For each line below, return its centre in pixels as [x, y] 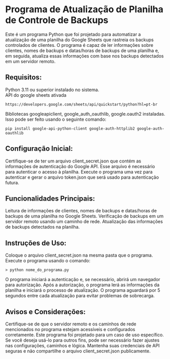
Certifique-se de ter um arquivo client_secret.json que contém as [73, 161]
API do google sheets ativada [36, 95]
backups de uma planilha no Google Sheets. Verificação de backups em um [84, 216]
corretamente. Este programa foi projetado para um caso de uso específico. [84, 335]
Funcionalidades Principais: [50, 198]
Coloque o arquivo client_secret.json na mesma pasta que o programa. [79, 255]
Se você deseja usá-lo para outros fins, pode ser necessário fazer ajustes [82, 340]
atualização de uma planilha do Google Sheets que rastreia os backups [79, 40]
